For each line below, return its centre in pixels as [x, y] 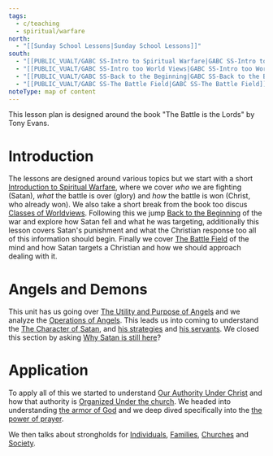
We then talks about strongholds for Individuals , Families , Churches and [129, 435]
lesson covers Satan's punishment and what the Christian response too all [132, 230]
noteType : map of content [52, 91]
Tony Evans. [29, 124]
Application [48, 370]
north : [19, 39]
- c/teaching [38, 24]
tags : [17, 16]
